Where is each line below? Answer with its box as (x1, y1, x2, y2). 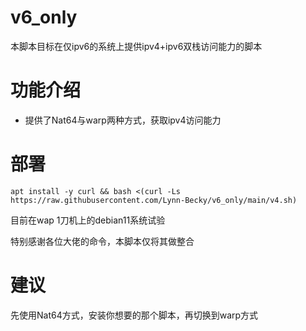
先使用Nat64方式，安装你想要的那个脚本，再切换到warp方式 (10, 309, 259, 321)
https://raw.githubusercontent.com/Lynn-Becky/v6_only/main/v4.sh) (10, 195, 298, 205)
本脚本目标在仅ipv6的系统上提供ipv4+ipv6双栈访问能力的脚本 (10, 40, 263, 52)
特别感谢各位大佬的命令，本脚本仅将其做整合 (10, 235, 195, 247)
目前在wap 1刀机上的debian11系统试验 (10, 214, 166, 226)
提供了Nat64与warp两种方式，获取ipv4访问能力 (24, 114, 222, 126)
